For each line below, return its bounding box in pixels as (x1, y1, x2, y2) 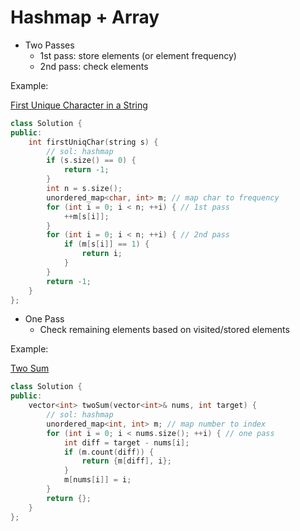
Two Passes (24, 39, 75, 51)
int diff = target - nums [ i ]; (63, 437, 190, 448)
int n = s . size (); (46, 184, 123, 194)
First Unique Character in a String (10, 99, 148, 111)
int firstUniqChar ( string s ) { (28, 137, 159, 147)
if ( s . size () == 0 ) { (46, 156, 137, 166)
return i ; (81, 249, 123, 259)
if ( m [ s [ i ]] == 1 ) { (63, 239, 150, 250)
